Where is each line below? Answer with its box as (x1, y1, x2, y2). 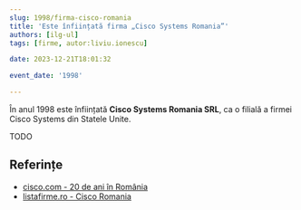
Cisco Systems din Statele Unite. (9, 114, 131, 124)
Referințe (9, 157, 63, 173)
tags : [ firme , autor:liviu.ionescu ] (9, 38, 148, 48)
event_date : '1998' (9, 72, 83, 81)
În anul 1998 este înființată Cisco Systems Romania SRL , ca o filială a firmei (9, 104, 293, 114)
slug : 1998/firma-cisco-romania (9, 13, 131, 23)
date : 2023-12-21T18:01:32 (9, 55, 112, 64)
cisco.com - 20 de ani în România (22, 181, 148, 192)
